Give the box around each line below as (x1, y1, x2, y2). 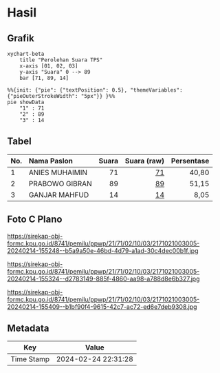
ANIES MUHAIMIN (28, 168, 88, 177)
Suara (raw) (124, 156, 165, 165)
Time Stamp (10, 354, 50, 364)
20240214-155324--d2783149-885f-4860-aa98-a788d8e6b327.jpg (7, 274, 200, 283)
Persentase (170, 156, 210, 165)
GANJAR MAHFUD (28, 190, 89, 199)
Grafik (7, 32, 34, 44)
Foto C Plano (7, 214, 63, 225)
